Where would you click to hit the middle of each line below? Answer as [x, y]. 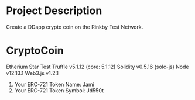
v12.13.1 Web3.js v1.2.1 [32, 73]
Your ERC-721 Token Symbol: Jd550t [59, 90]
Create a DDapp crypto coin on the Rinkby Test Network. [75, 27]
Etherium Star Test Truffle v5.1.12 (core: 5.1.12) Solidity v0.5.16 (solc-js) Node [97, 67]
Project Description [54, 11]
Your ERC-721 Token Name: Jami [54, 84]
